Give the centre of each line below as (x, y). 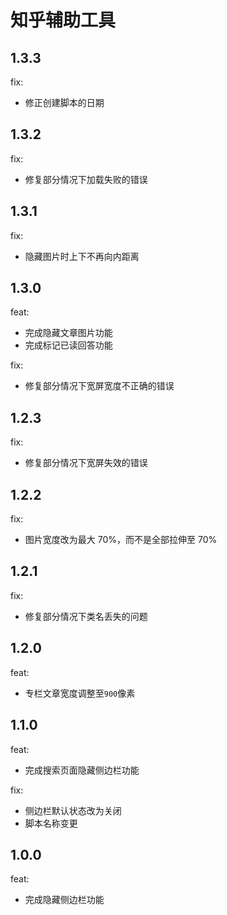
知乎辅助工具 (63, 20)
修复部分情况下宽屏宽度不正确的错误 (99, 386)
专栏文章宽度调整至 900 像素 (80, 693)
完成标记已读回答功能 (68, 345)
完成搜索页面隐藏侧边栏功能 (82, 770)
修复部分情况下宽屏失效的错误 (86, 463)
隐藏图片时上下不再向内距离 (82, 256)
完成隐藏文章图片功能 (68, 333)
